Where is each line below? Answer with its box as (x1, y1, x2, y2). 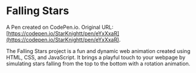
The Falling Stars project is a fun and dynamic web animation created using (6, 47, 191, 54)
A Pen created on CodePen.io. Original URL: (6, 24, 114, 31)
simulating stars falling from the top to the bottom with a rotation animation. (6, 60, 191, 67)
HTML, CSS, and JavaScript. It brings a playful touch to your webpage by (6, 54, 186, 61)
